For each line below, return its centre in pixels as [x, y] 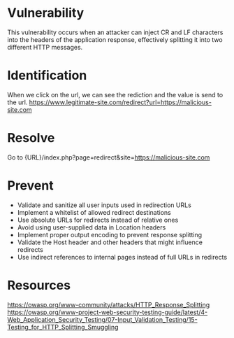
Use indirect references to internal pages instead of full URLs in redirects [122, 257]
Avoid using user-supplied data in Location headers [92, 227]
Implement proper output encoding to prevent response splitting [110, 234]
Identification [47, 76]
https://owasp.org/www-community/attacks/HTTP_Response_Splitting [109, 304]
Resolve [31, 138]
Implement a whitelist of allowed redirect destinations [94, 212]
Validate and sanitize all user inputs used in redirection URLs [104, 205]
